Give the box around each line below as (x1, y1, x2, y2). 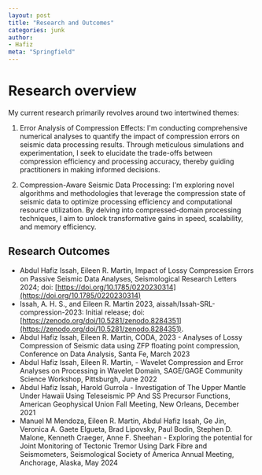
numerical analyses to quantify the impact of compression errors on (19, 131, 240, 141)
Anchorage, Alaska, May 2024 (19, 458, 118, 467)
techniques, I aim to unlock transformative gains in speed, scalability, (19, 213, 244, 223)
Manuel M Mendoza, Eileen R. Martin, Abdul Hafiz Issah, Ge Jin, (19, 416, 227, 425)
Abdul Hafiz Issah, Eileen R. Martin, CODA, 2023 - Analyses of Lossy (19, 332, 242, 342)
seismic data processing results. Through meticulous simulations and (19, 139, 245, 149)
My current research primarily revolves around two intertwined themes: (8, 108, 240, 117)
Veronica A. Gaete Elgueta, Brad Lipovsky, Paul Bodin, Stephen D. (19, 424, 233, 433)
